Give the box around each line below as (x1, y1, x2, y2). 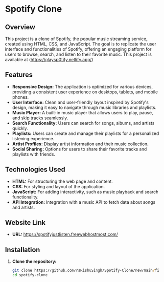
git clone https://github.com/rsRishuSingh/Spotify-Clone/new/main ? (12, 268, 155, 273)
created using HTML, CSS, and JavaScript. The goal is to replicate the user (5, 41, 157, 47)
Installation (5, 245, 40, 254)
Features (5, 71, 33, 79)
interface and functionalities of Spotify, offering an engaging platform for (5, 46, 152, 52)
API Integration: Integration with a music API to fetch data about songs (12, 199, 156, 205)
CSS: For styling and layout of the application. (12, 183, 105, 189)
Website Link (5, 218, 46, 227)
